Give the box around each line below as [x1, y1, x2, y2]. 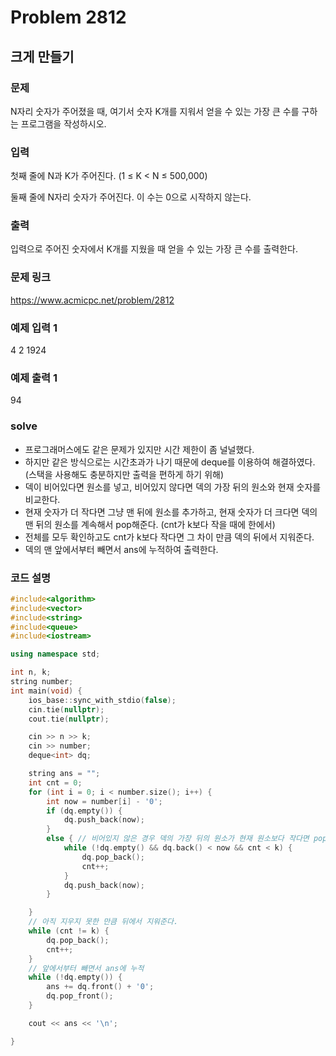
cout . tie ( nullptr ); [28, 714, 110, 724]
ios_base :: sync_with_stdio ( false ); [28, 695, 177, 705]
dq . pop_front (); [46, 991, 114, 1001]
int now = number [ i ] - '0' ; [46, 796, 163, 806]
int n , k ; [10, 667, 52, 678]
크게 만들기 [10, 48, 75, 65]
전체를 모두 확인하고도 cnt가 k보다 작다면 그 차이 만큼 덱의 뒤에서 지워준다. [24, 531, 315, 543]
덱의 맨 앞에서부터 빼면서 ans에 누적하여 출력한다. [24, 543, 219, 555]
